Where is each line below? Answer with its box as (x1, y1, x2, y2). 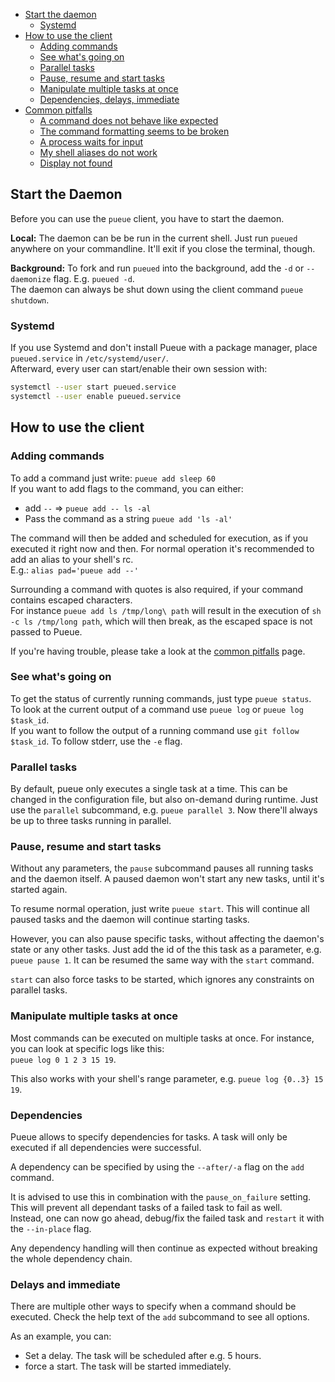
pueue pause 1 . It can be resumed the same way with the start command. (10, 954, 315, 966)
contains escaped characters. (10, 594, 133, 606)
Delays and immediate (10, 1277, 121, 1291)
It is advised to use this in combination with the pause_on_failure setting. (10, 1191, 312, 1203)
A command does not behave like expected (39, 115, 219, 126)
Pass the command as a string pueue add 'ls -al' (24, 512, 233, 524)
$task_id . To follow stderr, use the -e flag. (10, 735, 183, 747)
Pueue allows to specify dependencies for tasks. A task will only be (10, 1131, 288, 1143)
